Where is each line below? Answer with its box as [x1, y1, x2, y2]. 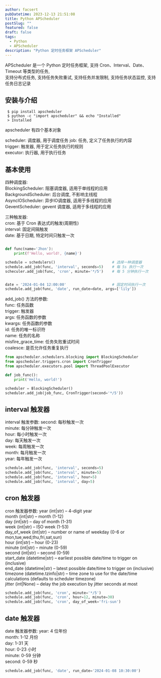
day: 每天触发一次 [5, 437, 41, 443]
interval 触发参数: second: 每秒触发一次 [5, 419, 84, 425]
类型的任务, [27, 68, 50, 74]
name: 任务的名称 [5, 333, 40, 339]
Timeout [5, 68, 22, 74]
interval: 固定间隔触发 [5, 226, 48, 232]
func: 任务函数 [5, 302, 34, 308]
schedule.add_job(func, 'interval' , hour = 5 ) [5, 475, 97, 480]
